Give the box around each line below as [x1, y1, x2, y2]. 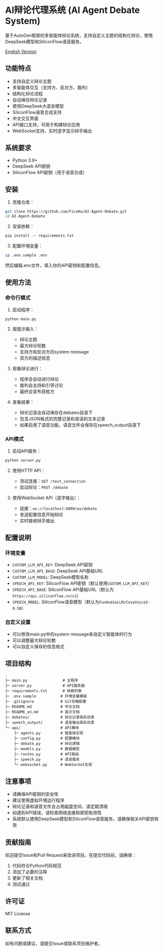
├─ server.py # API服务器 [5, 683, 85, 688]
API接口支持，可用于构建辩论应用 [12, 121, 81, 127]
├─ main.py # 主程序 [5, 678, 79, 683]
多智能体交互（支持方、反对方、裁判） [12, 84, 90, 90]
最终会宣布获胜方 [19, 389, 55, 395]
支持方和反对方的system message [19, 349, 89, 355]
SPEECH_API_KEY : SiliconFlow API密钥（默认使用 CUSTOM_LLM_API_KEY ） [12, 581, 152, 587]
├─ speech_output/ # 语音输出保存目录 [5, 720, 95, 725]
